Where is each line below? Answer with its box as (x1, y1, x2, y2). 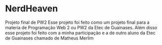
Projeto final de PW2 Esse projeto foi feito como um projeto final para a (5, 19, 150, 25)
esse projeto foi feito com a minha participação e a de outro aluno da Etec (5, 30, 156, 36)
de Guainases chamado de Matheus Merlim (5, 35, 94, 41)
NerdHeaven (5, 3, 58, 14)
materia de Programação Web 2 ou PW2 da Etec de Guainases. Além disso (5, 24, 158, 30)
